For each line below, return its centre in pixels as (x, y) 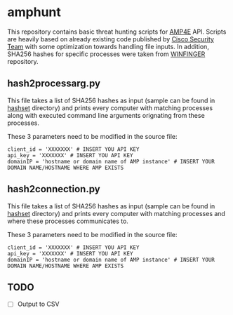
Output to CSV (38, 304)
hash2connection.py (54, 189)
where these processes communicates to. (68, 221)
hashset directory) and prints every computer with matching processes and (116, 213)
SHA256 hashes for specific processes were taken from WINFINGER (106, 54)
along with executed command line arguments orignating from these (106, 115)
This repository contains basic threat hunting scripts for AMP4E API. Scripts (117, 32)
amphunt (34, 12)
